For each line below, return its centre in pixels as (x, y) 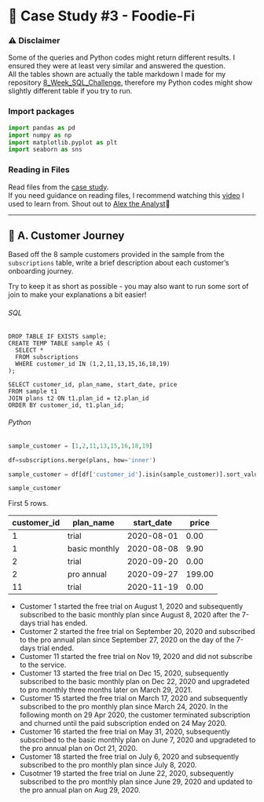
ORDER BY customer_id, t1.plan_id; (66, 405)
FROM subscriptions (47, 357)
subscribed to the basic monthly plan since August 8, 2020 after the (130, 615)
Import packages (41, 112)
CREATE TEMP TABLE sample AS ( (59, 343)
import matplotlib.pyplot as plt (63, 142)
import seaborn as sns (45, 150)
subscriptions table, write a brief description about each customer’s (119, 263)
